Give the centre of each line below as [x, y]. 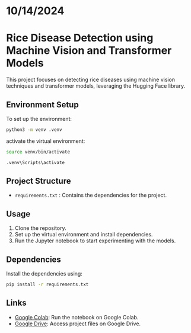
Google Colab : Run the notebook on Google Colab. [77, 317]
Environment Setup [42, 105]
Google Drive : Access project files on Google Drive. [78, 324]
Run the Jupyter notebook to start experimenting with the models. [95, 241]
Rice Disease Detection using [80, 38]
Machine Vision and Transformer [89, 51]
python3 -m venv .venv [34, 129]
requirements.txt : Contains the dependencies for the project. [91, 195]
